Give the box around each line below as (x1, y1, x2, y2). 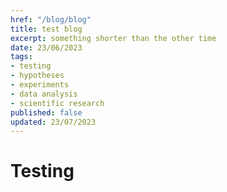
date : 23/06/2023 (10, 42, 83, 53)
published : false (10, 107, 83, 118)
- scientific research (10, 98, 105, 108)
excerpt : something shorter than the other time (10, 33, 217, 43)
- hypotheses (10, 71, 65, 81)
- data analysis (10, 89, 78, 99)
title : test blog (10, 24, 83, 34)
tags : (10, 52, 33, 62)
